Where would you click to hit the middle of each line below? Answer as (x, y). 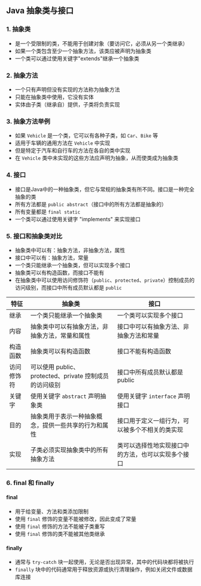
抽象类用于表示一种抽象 (63, 416)
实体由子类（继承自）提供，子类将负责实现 (67, 104)
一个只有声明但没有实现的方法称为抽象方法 (67, 89)
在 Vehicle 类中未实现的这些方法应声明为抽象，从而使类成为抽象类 (96, 158)
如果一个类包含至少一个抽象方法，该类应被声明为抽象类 (83, 51)
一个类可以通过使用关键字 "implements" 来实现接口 (78, 219)
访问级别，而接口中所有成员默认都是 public (68, 287)
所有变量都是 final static (48, 212)
